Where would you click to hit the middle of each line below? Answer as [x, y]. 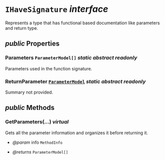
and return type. [22, 28]
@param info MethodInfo [37, 142]
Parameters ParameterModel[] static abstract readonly [71, 58]
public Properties [32, 44]
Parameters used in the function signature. [49, 68]
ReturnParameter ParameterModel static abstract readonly [76, 81]
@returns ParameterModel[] [40, 152]
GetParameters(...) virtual [37, 122]
